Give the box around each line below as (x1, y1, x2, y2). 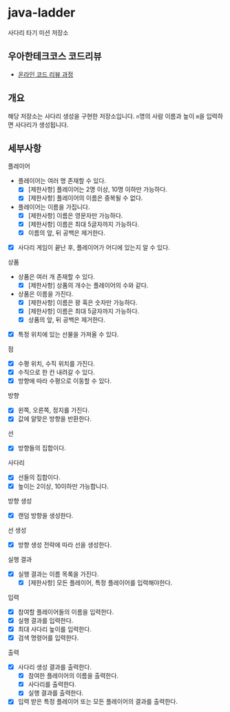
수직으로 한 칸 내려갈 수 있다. (17, 368, 96, 377)
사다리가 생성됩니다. (14, 121, 69, 129)
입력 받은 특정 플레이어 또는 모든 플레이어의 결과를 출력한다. (17, 698, 178, 706)
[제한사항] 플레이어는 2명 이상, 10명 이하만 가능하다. (28, 185, 168, 193)
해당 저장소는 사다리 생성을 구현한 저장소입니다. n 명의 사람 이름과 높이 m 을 (8, 112, 205, 120)
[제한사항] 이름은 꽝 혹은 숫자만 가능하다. (28, 298, 138, 306)
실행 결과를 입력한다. (17, 616, 74, 625)
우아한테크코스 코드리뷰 (8, 50, 102, 63)
